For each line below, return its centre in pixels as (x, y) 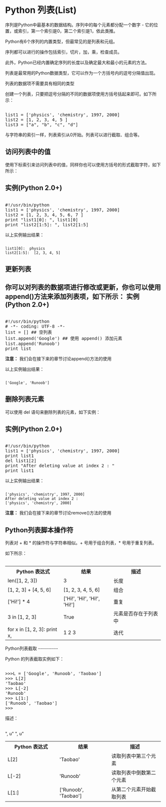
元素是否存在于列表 (136, 614)
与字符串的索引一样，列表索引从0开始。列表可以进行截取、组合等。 (74, 134)
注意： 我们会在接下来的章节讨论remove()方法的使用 (58, 513)
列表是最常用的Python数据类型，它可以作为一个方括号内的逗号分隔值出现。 (82, 73)
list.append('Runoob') (33, 343)
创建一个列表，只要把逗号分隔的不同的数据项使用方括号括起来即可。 (74, 94)
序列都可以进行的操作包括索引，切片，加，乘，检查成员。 (63, 52)
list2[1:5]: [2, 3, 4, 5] (33, 253)
